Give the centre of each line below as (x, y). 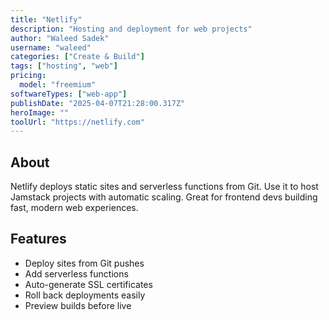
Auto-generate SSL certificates (88, 284)
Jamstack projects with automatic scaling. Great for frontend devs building (164, 197)
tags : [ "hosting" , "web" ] (64, 66)
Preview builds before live (78, 305)
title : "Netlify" (46, 19)
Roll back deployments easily (85, 295)
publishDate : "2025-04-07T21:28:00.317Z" (98, 103)
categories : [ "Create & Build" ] (77, 57)
